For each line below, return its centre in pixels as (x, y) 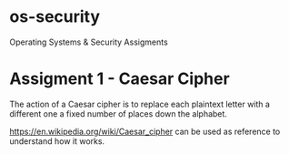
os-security (55, 17)
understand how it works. (57, 141)
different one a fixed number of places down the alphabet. (118, 113)
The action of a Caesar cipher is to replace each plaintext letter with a (140, 104)
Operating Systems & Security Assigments (89, 42)
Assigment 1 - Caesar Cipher (120, 79)
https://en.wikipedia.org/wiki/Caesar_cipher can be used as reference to (145, 131)
